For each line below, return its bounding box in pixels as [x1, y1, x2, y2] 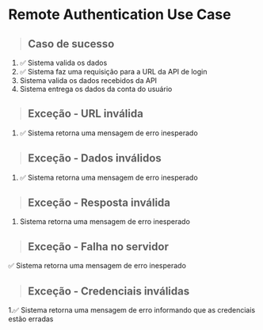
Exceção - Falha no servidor [27, 240, 169, 253]
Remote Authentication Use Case [8, 6, 231, 24]
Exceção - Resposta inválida [27, 196, 171, 210]
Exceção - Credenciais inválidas [27, 284, 190, 298]
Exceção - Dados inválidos [27, 152, 162, 165]
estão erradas [8, 314, 54, 324]
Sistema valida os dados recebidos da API [19, 76, 157, 85]
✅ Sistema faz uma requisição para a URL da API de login [19, 67, 208, 76]
